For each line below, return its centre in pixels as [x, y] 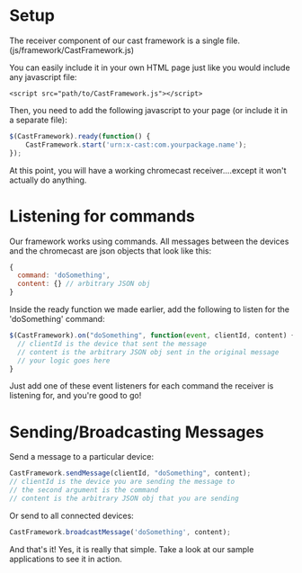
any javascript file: [43, 76]
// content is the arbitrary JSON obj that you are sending [124, 498]
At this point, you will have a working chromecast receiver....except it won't [148, 170]
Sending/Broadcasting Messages [137, 432]
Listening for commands [102, 216]
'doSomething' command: [57, 319]
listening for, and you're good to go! [75, 396]
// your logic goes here [64, 361]
